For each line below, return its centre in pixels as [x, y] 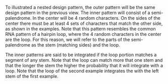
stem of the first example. [32, 76]
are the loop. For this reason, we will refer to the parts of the [68, 39]
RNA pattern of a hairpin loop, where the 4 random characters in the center [83, 34]
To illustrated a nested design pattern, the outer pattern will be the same [80, 7]
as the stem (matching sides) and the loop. [75, 45]
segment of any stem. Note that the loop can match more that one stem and [84, 60]
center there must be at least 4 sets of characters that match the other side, [84, 23]
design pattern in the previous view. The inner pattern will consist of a [78, 13]
